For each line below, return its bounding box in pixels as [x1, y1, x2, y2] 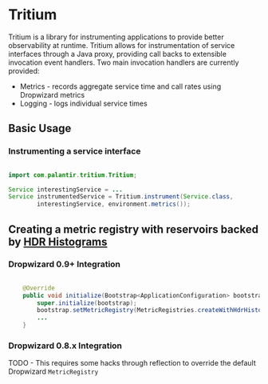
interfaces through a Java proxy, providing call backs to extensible [8, 49, 227, 58]
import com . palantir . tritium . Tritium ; [8, 170, 137, 179]
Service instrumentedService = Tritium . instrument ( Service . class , [8, 193, 234, 201]
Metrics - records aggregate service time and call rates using [19, 82, 222, 91]
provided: [8, 66, 40, 75]
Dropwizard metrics [19, 90, 85, 99]
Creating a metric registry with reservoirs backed [8, 222, 259, 236]
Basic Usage [8, 122, 72, 135]
